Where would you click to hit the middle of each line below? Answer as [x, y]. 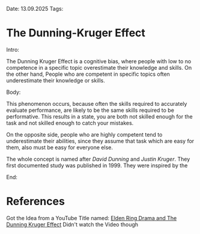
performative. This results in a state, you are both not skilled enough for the [100, 116]
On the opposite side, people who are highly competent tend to [84, 134]
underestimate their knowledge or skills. [56, 80]
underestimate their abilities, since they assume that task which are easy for [100, 141]
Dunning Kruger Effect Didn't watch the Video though [72, 224]
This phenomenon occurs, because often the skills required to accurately [97, 103]
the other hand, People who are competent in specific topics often [88, 74]
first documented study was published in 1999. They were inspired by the [97, 165]
